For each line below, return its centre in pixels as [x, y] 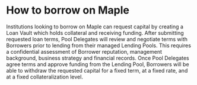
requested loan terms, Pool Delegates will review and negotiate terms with [97, 39]
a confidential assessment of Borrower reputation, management [84, 51]
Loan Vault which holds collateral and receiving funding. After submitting [95, 32]
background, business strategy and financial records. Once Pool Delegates [98, 58]
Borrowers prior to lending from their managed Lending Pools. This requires [99, 45]
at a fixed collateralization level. [45, 77]
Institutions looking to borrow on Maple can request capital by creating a [95, 27]
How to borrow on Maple [68, 10]
